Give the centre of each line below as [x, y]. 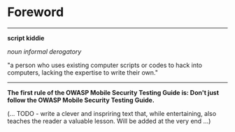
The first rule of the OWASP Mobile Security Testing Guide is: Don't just [113, 92]
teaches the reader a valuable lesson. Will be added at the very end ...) [109, 121]
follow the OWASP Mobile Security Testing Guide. [81, 100]
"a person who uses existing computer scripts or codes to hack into [105, 65]
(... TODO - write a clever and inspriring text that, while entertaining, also [112, 113]
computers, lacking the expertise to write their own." [83, 72]
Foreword [36, 12]
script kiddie [26, 38]
